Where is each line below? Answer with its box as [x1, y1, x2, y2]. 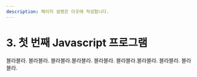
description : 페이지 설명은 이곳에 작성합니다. [6, 8, 110, 15]
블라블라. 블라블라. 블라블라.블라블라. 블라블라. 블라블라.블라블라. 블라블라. [6, 57, 181, 64]
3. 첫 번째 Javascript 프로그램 [6, 36, 148, 49]
